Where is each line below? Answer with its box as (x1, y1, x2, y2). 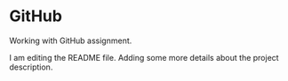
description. (9, 62, 53, 72)
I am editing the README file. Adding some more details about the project (9, 52, 279, 63)
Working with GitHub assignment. (9, 35, 132, 46)
